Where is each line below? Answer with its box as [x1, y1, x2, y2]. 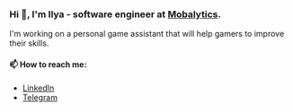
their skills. [9, 38, 49, 48]
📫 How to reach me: [9, 58, 87, 70]
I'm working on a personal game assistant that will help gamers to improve [9, 29, 285, 39]
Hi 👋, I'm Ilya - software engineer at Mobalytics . [9, 8, 222, 21]
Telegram [22, 91, 58, 102]
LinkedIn [22, 82, 55, 93]
